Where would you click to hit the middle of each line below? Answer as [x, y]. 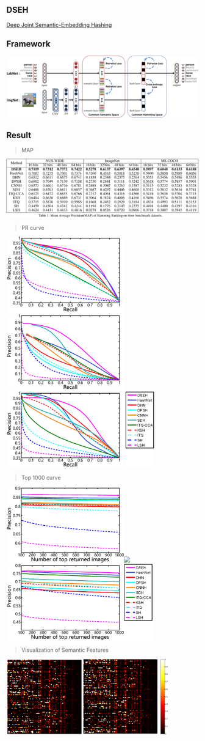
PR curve [33, 228]
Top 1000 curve [41, 478]
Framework [28, 44]
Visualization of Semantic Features [65, 650]
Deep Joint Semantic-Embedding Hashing [59, 24]
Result [19, 135]
